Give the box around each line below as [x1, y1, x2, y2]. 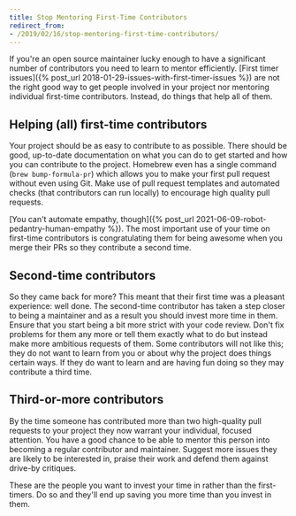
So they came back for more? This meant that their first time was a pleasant [9, 291, 285, 302]
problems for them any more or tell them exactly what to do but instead [9, 329, 268, 339]
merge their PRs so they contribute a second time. [9, 243, 192, 253]
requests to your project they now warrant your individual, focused [9, 425, 252, 435]
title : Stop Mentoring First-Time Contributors [9, 12, 188, 22]
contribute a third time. [9, 366, 93, 377]
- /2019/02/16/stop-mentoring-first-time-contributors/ [9, 29, 219, 38]
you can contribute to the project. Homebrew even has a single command [9, 159, 277, 170]
